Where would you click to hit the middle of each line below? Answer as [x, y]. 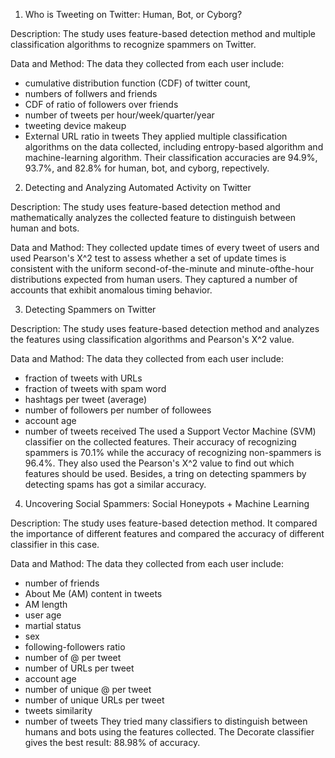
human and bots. [45, 228]
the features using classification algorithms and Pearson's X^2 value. [152, 339]
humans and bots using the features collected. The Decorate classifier [169, 732]
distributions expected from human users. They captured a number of [154, 279]
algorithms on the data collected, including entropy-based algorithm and [174, 147]
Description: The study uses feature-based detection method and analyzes [165, 328]
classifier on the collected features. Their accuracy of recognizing [160, 442]
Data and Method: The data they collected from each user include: [147, 63]
